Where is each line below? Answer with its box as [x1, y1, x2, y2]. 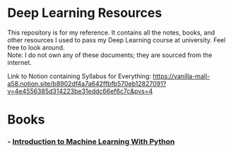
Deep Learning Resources [7, 5, 162, 21]
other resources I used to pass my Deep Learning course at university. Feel [7, 35, 226, 44]
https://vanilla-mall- [153, 72, 210, 80]
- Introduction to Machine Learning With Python [7, 137, 175, 147]
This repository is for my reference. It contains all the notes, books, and [7, 28, 215, 37]
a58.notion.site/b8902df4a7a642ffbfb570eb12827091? [7, 79, 167, 87]
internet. [7, 58, 32, 66]
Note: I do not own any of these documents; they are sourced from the [7, 51, 213, 59]
